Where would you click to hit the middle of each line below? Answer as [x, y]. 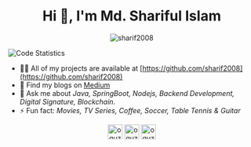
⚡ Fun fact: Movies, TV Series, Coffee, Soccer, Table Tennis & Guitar [130, 110]
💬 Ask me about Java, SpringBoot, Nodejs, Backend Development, [127, 93]
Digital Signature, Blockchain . [67, 101]
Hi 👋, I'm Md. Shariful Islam [132, 16]
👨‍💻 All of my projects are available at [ [81, 68]
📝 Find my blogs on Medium [65, 85]
